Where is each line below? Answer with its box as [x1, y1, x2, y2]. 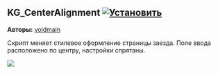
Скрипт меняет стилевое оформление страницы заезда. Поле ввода [7, 39, 212, 47]
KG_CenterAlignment [7, 7, 101, 19]
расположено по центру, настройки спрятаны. [7, 46, 146, 54]
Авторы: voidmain [7, 25, 61, 33]
